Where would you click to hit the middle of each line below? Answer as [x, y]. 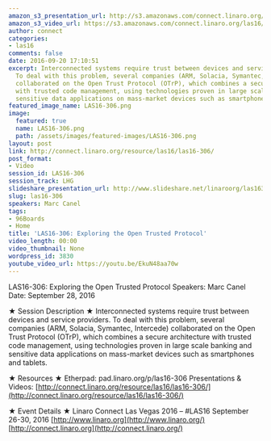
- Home [19, 226]
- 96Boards [27, 219]
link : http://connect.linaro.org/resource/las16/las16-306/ [112, 151]
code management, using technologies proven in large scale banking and [130, 345]
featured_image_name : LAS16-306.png [70, 106]
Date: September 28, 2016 [52, 295]
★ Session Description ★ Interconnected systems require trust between [129, 311]
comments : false [35, 53]
